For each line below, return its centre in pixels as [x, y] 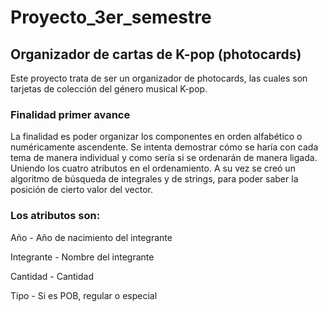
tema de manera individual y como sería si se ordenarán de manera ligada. [164, 158]
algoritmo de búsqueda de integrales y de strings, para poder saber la [154, 179]
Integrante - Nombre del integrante [82, 257]
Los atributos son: [55, 216]
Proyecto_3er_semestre [111, 17]
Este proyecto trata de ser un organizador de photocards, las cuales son [159, 78]
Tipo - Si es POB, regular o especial [84, 295]
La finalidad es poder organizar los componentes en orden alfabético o [156, 137]
